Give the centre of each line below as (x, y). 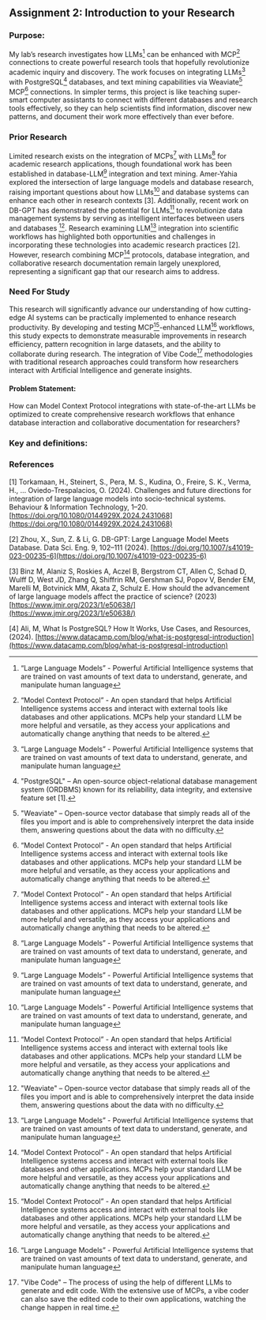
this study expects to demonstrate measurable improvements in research (128, 336)
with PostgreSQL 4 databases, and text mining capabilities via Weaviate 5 (126, 81)
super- (230, 92)
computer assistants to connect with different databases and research (144, 100)
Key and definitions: (49, 443)
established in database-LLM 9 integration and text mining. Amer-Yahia (123, 173)
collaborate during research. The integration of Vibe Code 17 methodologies (131, 353)
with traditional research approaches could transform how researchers (124, 362)
